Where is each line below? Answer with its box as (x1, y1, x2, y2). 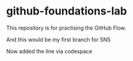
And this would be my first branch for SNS (6, 36, 111, 43)
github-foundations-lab (6, 4, 128, 18)
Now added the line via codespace (6, 47, 93, 55)
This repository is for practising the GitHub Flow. (6, 24, 126, 31)
